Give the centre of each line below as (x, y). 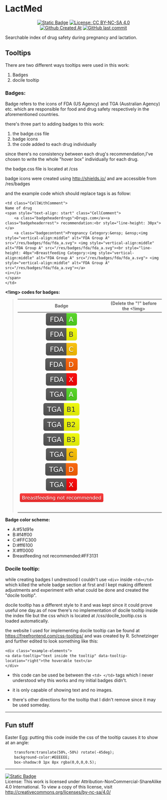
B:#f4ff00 (22, 534)
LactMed (24, 9)
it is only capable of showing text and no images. (62, 690)
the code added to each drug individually (54, 144)
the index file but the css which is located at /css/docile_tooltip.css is (76, 616)
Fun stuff (19, 725)
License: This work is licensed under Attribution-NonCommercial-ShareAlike (83, 781)
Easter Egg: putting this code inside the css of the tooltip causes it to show (82, 737)
